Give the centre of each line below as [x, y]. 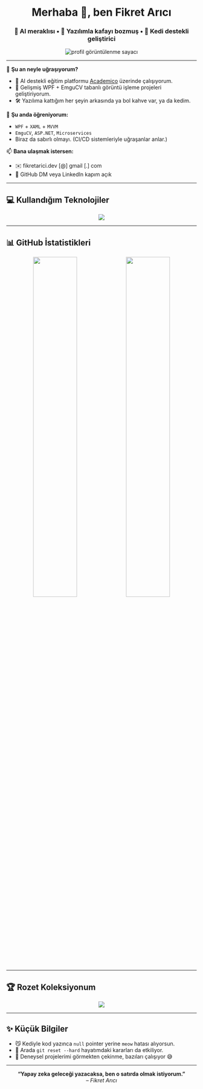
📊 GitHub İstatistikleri [49, 242]
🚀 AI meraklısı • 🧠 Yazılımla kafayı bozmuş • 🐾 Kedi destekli [101, 31]
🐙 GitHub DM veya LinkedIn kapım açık [63, 174]
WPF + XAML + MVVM [37, 126]
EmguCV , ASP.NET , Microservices [53, 133]
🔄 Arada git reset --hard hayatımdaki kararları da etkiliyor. [89, 1050]
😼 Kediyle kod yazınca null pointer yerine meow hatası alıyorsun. [95, 1044]
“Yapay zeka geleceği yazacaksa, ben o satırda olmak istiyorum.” [101, 1074]
